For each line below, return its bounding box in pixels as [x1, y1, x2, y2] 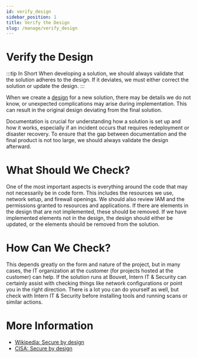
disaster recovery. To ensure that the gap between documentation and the [6, 130, 187, 137]
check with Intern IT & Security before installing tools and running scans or [6, 293, 188, 300]
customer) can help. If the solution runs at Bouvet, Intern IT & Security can [6, 274, 187, 281]
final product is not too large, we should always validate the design [6, 137, 169, 144]
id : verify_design [6, 8, 51, 15]
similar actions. [6, 298, 43, 306]
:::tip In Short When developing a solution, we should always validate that [6, 70, 184, 77]
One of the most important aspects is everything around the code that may [6, 183, 188, 191]
